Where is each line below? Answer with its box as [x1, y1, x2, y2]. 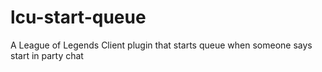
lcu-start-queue [10, 6, 147, 29]
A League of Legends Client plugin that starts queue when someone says [10, 39, 313, 51]
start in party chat [10, 49, 84, 61]
